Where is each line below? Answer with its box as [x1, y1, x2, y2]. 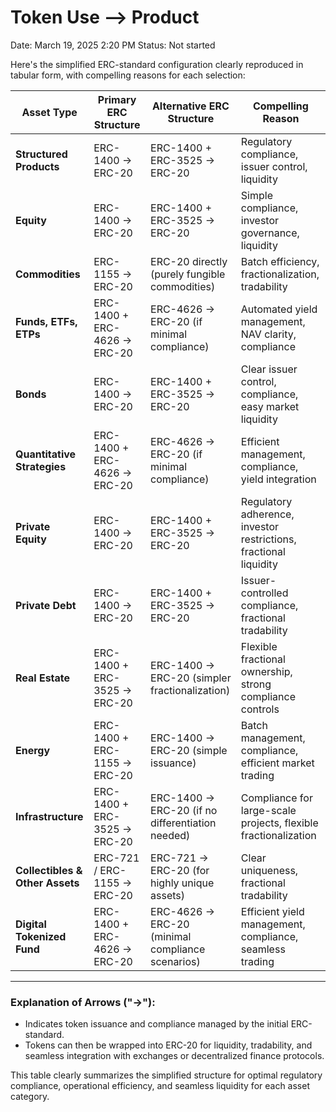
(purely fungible [150, 267, 226, 281]
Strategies [15, 459, 67, 473]
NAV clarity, [240, 327, 297, 341]
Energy [15, 743, 51, 757]
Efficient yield [240, 904, 305, 918]
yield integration [240, 472, 317, 486]
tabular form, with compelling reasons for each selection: [10, 69, 246, 81]
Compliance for [240, 791, 313, 805]
